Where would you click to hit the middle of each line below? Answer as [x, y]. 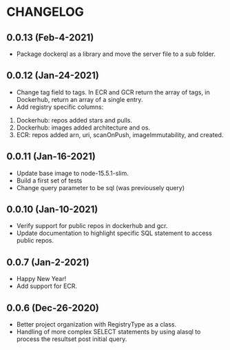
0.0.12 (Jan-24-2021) [53, 75]
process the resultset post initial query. [72, 339]
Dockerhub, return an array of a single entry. [80, 99]
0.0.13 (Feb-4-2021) [50, 38]
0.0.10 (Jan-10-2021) [52, 210]
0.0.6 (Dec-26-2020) [53, 308]
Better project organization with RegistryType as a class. [96, 325]
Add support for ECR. [46, 286]
